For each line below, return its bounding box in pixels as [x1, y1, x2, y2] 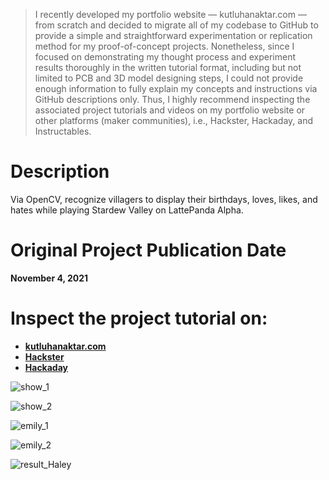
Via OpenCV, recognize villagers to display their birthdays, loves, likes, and [10, 193, 318, 205]
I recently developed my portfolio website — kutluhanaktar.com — [34, 9, 307, 20]
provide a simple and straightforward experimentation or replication [34, 30, 313, 41]
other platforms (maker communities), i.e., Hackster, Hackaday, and [34, 115, 314, 126]
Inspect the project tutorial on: [10, 307, 268, 330]
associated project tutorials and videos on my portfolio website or [34, 104, 306, 116]
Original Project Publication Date [10, 239, 287, 262]
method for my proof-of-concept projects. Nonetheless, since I [34, 40, 295, 52]
